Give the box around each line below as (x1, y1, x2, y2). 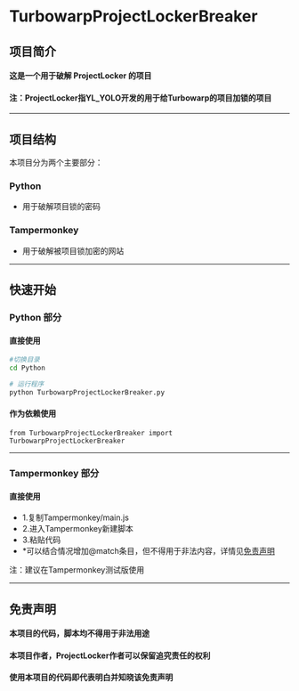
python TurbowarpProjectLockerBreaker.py (9, 387, 166, 397)
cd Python (9, 363, 46, 373)
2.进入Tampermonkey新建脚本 (21, 524, 133, 534)
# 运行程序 (9, 380, 44, 389)
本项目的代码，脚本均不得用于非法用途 (9, 628, 149, 638)
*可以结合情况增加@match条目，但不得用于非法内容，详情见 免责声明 (21, 546, 276, 557)
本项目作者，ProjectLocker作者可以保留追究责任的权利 (9, 650, 211, 661)
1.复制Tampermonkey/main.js (21, 512, 129, 523)
